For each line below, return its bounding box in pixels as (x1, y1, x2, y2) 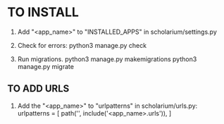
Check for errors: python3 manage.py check (17, 41, 147, 49)
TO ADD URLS (7, 82, 70, 95)
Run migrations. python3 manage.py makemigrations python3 (17, 54, 197, 63)
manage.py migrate (17, 62, 74, 70)
